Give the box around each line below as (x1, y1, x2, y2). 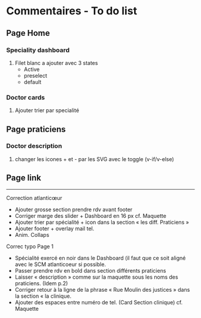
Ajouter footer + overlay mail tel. (14, 225, 95, 232)
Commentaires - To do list (6, 4, 138, 18)
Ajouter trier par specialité (14, 107, 80, 114)
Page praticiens (6, 124, 66, 134)
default (23, 78, 42, 85)
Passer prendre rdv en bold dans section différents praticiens (14, 267, 166, 274)
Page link (6, 173, 41, 183)
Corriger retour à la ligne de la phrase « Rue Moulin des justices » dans (14, 286, 190, 293)
